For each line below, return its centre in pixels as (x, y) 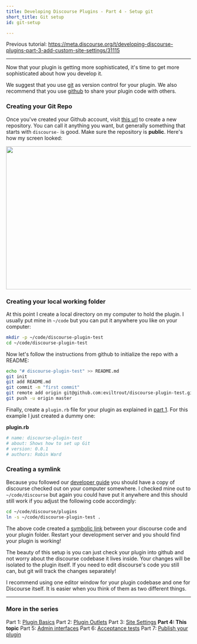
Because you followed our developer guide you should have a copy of (90, 482)
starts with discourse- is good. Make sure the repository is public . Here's (94, 132)
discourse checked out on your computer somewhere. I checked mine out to (98, 488)
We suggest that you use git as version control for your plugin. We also (91, 85)
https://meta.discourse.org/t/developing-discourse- (111, 44)
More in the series (32, 609)
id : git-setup (23, 22)
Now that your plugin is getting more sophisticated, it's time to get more (93, 68)
